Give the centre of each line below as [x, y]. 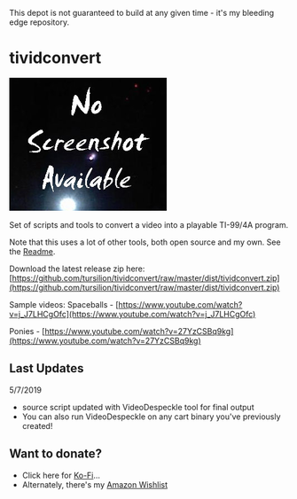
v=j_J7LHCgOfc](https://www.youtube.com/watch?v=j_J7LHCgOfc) [133, 314]
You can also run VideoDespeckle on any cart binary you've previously [151, 417]
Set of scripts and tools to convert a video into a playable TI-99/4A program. [149, 224]
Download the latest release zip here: [77, 269]
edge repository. [39, 22]
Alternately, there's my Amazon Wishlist [95, 484]
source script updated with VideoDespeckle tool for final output [138, 407]
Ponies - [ [27, 331]
